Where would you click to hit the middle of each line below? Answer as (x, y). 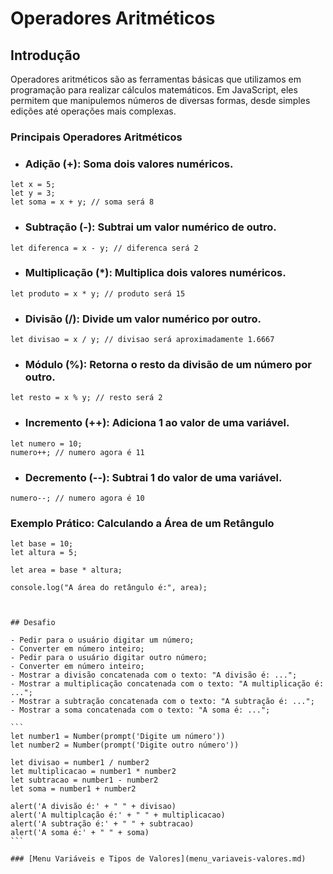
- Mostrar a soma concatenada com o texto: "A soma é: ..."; (140, 710)
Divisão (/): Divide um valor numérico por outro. (143, 319)
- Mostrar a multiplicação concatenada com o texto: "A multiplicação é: (167, 684)
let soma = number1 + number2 (73, 789)
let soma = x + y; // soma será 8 (82, 202)
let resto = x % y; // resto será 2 (86, 398)
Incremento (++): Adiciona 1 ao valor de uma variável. (157, 423)
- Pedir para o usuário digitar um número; (102, 640)
